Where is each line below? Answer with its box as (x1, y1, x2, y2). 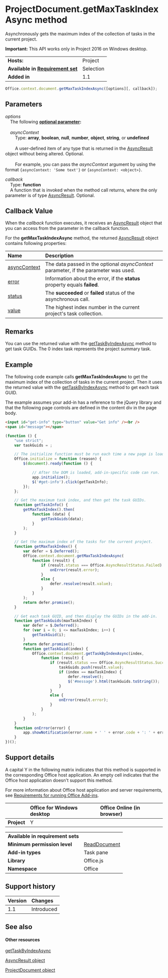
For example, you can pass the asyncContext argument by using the (14, 161, 156, 167)
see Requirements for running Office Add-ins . (5, 792, 99, 798)
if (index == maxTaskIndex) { (58, 670, 122, 675)
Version (7, 897, 27, 904)
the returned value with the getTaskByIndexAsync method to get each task (5, 384, 159, 390)
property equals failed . (45, 282, 99, 289)
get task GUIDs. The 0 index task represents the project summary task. (5, 346, 151, 352)
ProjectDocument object (5, 967, 55, 973)
